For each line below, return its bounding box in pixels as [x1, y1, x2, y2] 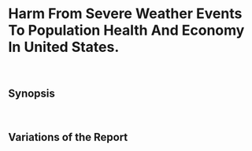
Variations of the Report [8, 131, 128, 144]
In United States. [8, 39, 120, 56]
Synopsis [8, 87, 55, 101]
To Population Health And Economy [8, 21, 245, 39]
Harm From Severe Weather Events [8, 5, 243, 23]
